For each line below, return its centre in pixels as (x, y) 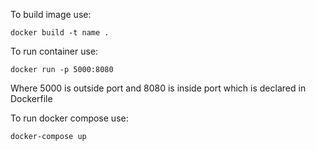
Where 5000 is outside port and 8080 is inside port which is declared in (158, 88)
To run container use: (54, 51)
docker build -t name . (60, 33)
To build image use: (51, 14)
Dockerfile (31, 98)
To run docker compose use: (69, 118)
